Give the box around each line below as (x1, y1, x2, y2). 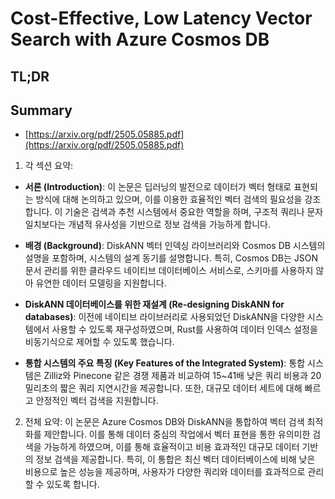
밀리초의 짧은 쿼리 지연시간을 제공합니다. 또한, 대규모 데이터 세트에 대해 (24, 382, 303, 394)
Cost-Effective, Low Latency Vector (10, 7, 313, 30)
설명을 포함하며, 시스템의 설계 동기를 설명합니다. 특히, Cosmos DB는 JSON (24, 252, 319, 264)
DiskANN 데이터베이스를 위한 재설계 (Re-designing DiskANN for (24, 298, 285, 311)
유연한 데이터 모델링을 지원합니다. (35, 277, 167, 289)
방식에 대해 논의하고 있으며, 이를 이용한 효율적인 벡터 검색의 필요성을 (35, 193, 303, 206)
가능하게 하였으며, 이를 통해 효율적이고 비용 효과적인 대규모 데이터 (43, 441, 300, 453)
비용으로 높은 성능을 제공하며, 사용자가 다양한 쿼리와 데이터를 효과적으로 (24, 466, 306, 478)
